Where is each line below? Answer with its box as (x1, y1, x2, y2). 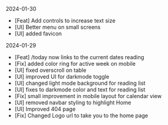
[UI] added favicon (14, 30, 62, 37)
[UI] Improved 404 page (14, 105, 76, 112)
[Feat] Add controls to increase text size (14, 17, 115, 24)
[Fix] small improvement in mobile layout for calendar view (14, 93, 162, 99)
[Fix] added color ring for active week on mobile (14, 60, 136, 67)
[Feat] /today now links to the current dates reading (14, 54, 145, 60)
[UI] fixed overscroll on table (14, 66, 87, 74)
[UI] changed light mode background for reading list (14, 79, 146, 87)
